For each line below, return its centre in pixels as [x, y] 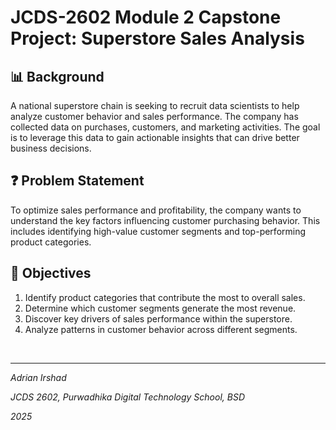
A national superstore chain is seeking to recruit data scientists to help [155, 105]
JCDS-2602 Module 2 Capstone [146, 17]
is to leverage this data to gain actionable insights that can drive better [155, 137]
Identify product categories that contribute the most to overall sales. [165, 297]
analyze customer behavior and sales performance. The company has [154, 116]
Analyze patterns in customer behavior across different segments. [161, 329]
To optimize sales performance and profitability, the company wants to [156, 210]
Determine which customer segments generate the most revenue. [160, 308]
